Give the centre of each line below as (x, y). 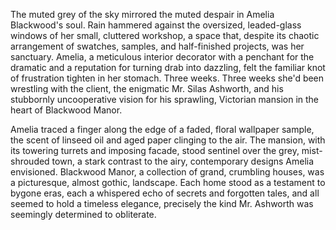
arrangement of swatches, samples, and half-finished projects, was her (157, 46)
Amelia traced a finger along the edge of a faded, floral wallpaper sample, (162, 129)
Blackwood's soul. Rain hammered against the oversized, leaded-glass (156, 25)
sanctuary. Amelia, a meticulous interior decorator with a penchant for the (162, 57)
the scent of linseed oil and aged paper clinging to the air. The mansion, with (168, 140)
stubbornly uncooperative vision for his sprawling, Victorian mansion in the (165, 99)
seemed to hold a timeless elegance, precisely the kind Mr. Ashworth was (162, 203)
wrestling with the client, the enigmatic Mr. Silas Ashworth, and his (147, 88)
